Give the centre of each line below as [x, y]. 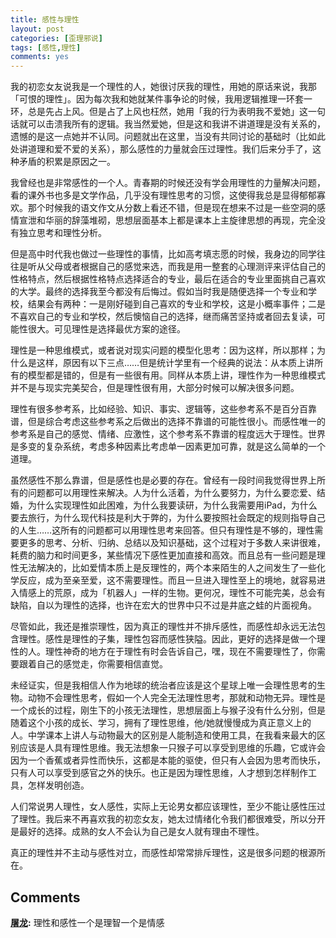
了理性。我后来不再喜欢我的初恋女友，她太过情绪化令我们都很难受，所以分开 [168, 819]
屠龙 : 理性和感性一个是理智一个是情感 [87, 922]
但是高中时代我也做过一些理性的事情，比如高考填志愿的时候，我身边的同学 [163, 254]
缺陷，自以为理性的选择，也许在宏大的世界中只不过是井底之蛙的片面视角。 [163, 605]
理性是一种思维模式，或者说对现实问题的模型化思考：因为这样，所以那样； [163, 350]
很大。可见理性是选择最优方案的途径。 [106, 329]
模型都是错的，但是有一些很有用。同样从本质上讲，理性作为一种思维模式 [176, 375]
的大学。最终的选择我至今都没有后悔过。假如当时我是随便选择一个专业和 [159, 292]
